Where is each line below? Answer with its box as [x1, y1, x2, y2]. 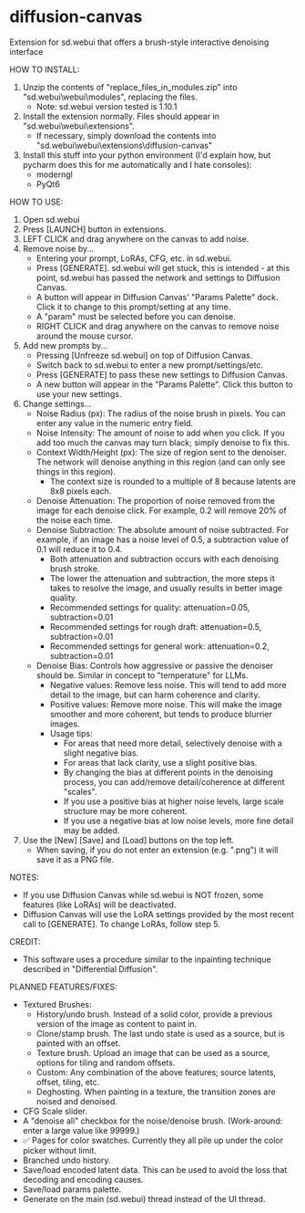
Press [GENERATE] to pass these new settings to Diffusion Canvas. [36, 369, 289, 380]
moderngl [36, 169, 73, 180]
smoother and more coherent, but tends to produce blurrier [49, 708, 273, 719]
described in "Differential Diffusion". [22, 963, 158, 974]
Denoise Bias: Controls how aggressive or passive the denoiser [36, 660, 274, 671]
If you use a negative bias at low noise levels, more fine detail [63, 815, 294, 826]
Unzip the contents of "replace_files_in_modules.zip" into [22, 81, 238, 92]
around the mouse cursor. [36, 330, 134, 341]
